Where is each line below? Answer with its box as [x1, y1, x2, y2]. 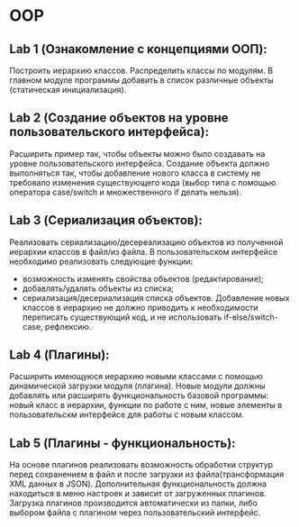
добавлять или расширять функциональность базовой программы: [9, 390, 269, 401]
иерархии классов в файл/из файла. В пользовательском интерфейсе [9, 246, 278, 257]
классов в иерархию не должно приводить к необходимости [22, 302, 258, 313]
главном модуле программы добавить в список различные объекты [9, 75, 274, 86]
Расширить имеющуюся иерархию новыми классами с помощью [9, 371, 264, 382]
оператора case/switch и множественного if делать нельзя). [9, 186, 241, 197]
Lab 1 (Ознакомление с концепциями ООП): [9, 41, 267, 57]
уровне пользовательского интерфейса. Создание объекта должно [9, 158, 270, 168]
